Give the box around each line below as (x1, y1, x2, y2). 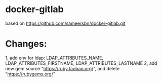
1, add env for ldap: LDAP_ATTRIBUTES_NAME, (5, 55, 104, 61)
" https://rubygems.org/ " (5, 71, 56, 77)
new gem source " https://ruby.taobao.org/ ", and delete (5, 65, 120, 71)
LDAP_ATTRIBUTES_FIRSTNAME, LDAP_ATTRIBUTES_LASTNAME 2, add (5, 60, 157, 66)
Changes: (5, 38, 47, 50)
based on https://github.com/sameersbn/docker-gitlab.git (5, 20, 126, 26)
